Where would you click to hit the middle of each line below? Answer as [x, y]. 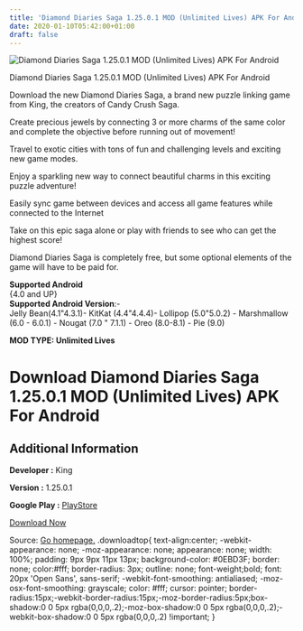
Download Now [38, 523]
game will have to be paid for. [64, 267]
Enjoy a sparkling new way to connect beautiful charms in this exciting [140, 176]
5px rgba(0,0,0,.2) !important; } [158, 617]
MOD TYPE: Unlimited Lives [62, 340]
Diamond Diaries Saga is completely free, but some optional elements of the [151, 257]
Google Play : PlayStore [53, 506]
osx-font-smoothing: [48, 589]
